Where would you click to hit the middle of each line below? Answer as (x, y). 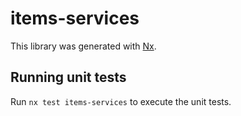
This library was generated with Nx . (83, 46)
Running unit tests (68, 77)
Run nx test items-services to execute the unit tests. (121, 101)
